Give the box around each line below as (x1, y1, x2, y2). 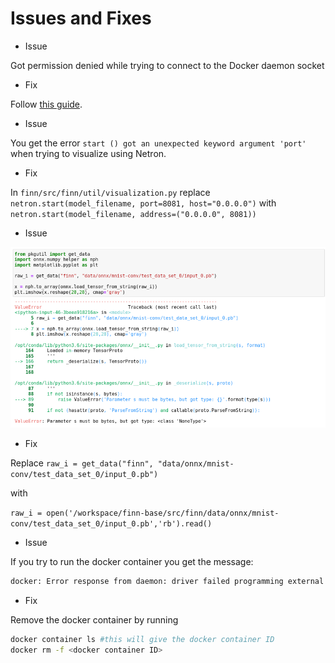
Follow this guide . (10, 98, 83, 110)
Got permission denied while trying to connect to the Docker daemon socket (10, 59, 325, 71)
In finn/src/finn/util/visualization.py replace (10, 186, 211, 198)
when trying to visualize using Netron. (10, 147, 167, 159)
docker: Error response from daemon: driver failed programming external (10, 577, 325, 587)
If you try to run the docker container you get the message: (10, 556, 254, 568)
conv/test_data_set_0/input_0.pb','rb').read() (10, 519, 213, 529)
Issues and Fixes (10, 7, 152, 30)
